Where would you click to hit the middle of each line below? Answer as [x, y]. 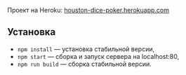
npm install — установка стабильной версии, [86, 49]
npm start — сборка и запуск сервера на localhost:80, [98, 56]
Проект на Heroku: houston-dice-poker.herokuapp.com [88, 10]
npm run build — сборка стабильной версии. [85, 64]
